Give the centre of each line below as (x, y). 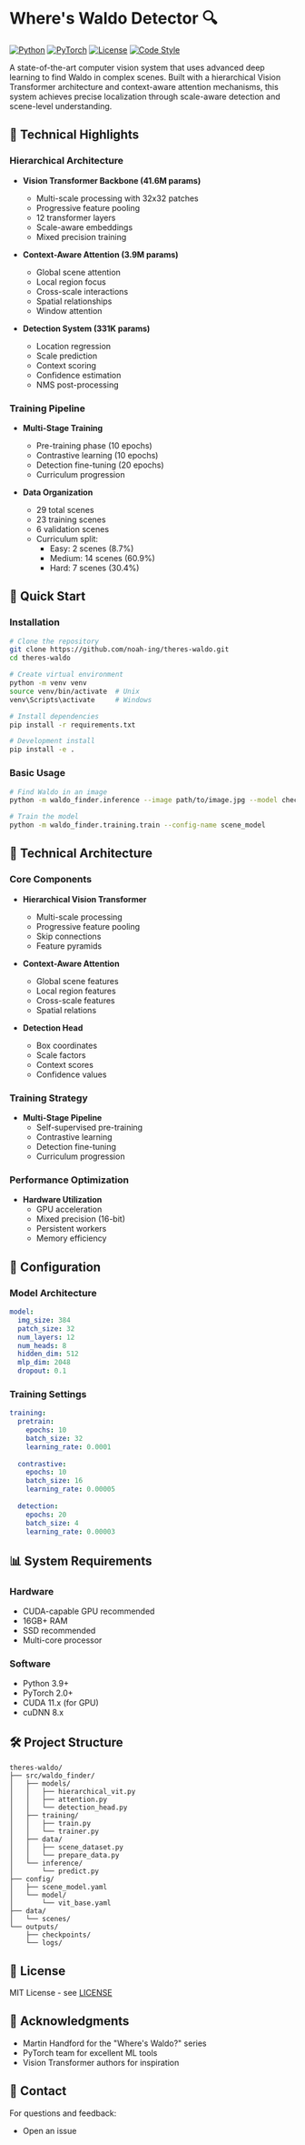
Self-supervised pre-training (89, 1128)
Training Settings (48, 1394)
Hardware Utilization (62, 1200)
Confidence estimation (79, 375)
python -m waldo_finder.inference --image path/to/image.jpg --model (144, 801)
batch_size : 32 (54, 1438)
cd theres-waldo (40, 658)
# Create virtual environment (67, 675)
